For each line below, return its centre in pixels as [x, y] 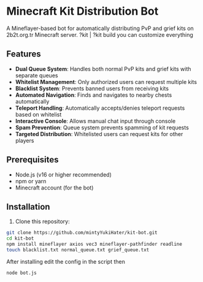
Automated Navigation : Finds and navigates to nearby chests [94, 95]
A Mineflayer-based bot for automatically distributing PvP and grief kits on [100, 28]
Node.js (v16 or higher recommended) [63, 174]
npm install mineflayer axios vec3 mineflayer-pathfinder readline [94, 244]
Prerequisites [33, 160]
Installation [28, 207]
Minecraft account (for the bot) [54, 188]
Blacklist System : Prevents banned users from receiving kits [92, 88]
